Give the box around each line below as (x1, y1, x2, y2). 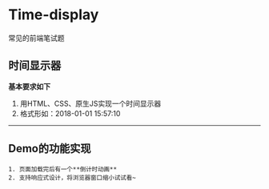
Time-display (8, 6, 99, 24)
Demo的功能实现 (8, 142, 91, 155)
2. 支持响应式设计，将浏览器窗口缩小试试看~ (8, 174, 136, 182)
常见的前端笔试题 (8, 33, 65, 42)
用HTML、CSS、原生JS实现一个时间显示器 (19, 99, 162, 108)
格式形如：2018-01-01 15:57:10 (19, 108, 121, 118)
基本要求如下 (8, 82, 50, 91)
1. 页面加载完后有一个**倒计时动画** (8, 165, 118, 173)
